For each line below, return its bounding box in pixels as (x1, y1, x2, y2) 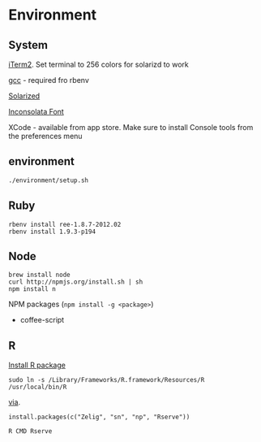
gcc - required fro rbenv (8, 76, 89, 84)
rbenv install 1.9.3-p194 (8, 227, 96, 236)
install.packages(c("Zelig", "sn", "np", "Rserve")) (8, 413, 190, 422)
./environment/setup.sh (8, 176, 89, 184)
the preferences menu (8, 132, 83, 141)
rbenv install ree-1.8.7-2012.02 (8, 220, 122, 228)
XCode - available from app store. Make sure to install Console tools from (8, 123, 254, 132)
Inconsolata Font (8, 107, 65, 116)
